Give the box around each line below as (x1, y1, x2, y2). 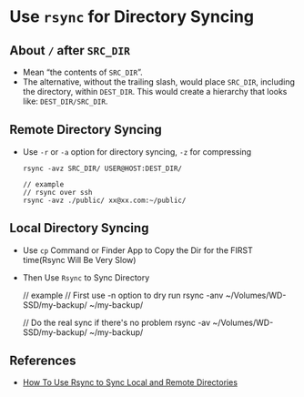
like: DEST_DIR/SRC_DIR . (22, 96, 108, 107)
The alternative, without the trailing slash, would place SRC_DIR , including (22, 76, 296, 87)
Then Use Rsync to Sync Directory (22, 271, 150, 283)
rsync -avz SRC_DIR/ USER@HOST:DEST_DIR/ (22, 164, 182, 173)
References (9, 353, 76, 369)
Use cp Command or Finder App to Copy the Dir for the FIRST (22, 244, 253, 256)
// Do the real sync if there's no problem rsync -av (22, 317, 211, 328)
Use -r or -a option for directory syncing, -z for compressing (22, 146, 252, 157)
